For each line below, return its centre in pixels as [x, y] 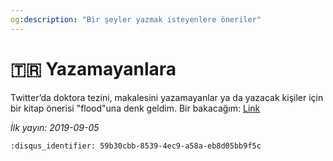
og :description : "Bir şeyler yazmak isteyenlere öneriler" [136, 19]
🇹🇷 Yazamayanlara [93, 68]
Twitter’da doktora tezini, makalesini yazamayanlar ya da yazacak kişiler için [167, 97]
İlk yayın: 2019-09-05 [55, 127]
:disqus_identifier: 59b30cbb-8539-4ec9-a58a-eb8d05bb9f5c [136, 146]
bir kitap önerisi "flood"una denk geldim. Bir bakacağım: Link [135, 108]
